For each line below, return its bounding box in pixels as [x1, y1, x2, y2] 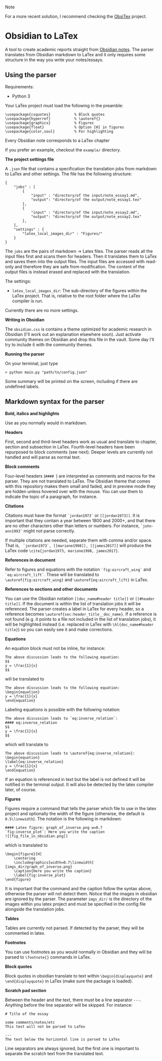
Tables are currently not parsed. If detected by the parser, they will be [5, 925, 144, 931]
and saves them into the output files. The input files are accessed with [5, 258, 145, 264]
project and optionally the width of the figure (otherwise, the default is [5, 811, 145, 816]
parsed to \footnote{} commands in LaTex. [5, 954, 91, 960]
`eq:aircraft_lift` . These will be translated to [5, 571, 99, 577]
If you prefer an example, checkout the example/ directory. [5, 147, 121, 152]
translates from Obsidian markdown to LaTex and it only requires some [5, 51, 146, 57]
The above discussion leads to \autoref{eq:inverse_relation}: [5, 751, 135, 756]
